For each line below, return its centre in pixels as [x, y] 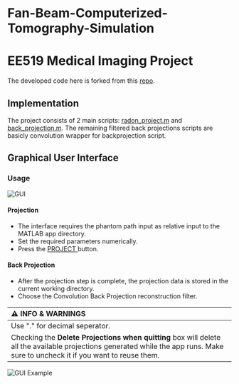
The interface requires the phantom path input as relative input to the [119, 226]
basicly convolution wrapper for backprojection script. [87, 135]
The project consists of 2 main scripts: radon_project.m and [95, 120]
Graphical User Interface [63, 158]
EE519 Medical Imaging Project [100, 61]
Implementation [43, 103]
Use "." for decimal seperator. [61, 326]
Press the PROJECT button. [58, 248]
